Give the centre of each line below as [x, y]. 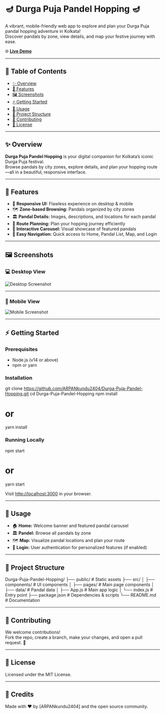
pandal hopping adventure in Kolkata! [43, 31]
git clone [14, 388]
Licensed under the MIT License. [38, 674]
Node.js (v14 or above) [35, 360]
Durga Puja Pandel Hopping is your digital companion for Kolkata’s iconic [79, 156]
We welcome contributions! [33, 632]
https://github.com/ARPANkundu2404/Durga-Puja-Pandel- [83, 388]
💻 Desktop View [25, 272]
